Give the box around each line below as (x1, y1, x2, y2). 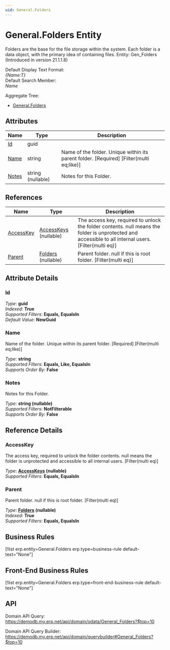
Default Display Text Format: (5, 66, 65, 72)
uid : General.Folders (5, 7, 51, 13)
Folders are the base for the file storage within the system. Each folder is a (5, 46, 160, 52)
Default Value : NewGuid (5, 316, 56, 322)
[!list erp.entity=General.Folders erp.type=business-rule (5, 546, 122, 552)
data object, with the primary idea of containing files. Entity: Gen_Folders (5, 51, 157, 57)
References (5, 193, 42, 201)
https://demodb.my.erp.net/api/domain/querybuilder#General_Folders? (5, 633, 153, 639)
